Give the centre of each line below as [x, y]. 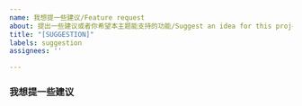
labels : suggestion [46, 43]
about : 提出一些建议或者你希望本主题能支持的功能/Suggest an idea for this [141, 26]
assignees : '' [36, 51]
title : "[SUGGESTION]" [52, 34]
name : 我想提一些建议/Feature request [77, 18]
